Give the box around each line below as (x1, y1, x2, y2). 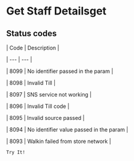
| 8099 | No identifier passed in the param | (6, 68, 114, 75)
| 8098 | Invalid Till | (6, 80, 56, 86)
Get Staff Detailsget (6, 4, 107, 18)
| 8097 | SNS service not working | (6, 91, 92, 98)
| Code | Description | (6, 44, 59, 51)
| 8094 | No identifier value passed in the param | (6, 126, 129, 133)
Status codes (6, 28, 57, 39)
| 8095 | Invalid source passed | (6, 115, 85, 121)
